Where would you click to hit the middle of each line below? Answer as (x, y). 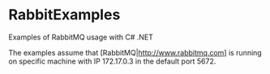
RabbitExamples (64, 15)
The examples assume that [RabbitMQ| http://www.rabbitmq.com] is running (135, 52)
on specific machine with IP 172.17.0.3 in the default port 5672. (112, 61)
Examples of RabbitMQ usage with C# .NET (81, 37)
